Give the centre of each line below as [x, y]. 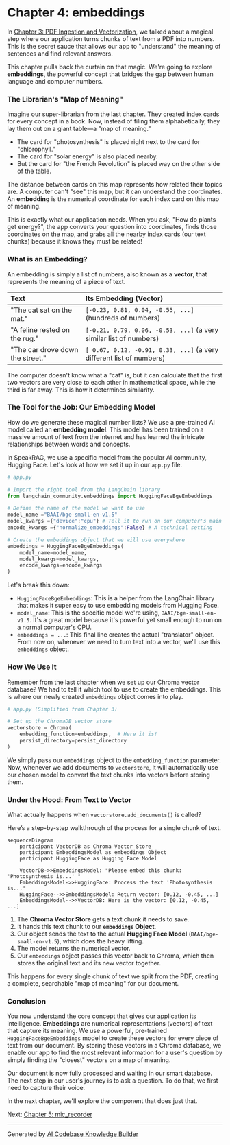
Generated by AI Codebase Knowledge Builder [73, 1134]
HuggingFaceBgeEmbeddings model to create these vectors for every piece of [113, 1038]
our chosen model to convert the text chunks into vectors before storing [109, 775]
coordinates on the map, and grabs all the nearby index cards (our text [107, 234]
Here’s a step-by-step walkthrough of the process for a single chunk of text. [114, 828]
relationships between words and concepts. [69, 444]
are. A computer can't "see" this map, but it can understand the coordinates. [115, 192]
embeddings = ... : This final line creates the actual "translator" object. [116, 635]
